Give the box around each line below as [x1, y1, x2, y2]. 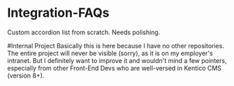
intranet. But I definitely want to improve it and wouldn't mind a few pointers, [7, 56, 227, 64]
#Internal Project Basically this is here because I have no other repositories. [7, 41, 225, 50]
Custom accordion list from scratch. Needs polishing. [7, 28, 161, 36]
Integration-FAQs [7, 5, 110, 21]
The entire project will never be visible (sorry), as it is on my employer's [7, 49, 213, 57]
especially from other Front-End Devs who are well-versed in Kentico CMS [7, 64, 222, 72]
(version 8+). [7, 71, 45, 80]
